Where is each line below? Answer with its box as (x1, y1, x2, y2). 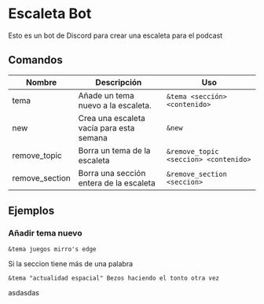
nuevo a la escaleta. (78, 100, 152, 111)
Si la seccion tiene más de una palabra (8, 259, 134, 269)
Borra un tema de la (78, 145, 151, 156)
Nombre (26, 76, 57, 87)
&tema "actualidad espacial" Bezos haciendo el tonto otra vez (8, 274, 220, 283)
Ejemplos (8, 204, 55, 218)
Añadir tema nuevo (8, 228, 82, 239)
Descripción (95, 76, 142, 87)
